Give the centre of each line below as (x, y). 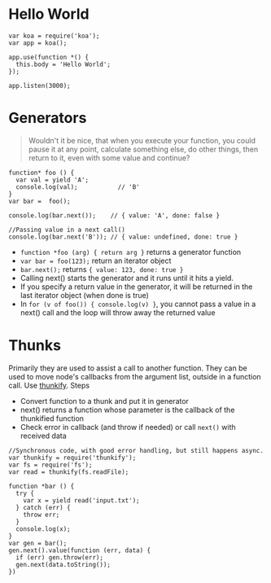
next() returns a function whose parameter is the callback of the (127, 410)
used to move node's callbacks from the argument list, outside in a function (135, 376)
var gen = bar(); (38, 543)
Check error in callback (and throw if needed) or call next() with (128, 427)
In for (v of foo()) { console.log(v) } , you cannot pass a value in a (138, 304)
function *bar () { (42, 486)
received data (43, 436)
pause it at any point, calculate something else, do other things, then (143, 149)
